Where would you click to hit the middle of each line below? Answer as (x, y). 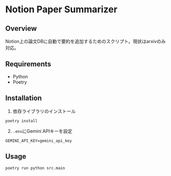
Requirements (28, 64)
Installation (24, 98)
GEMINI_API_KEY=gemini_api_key (39, 141)
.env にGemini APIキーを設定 (42, 131)
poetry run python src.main (35, 168)
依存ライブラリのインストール (44, 111)
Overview (21, 28)
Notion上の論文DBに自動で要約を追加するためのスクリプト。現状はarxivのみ (85, 41)
